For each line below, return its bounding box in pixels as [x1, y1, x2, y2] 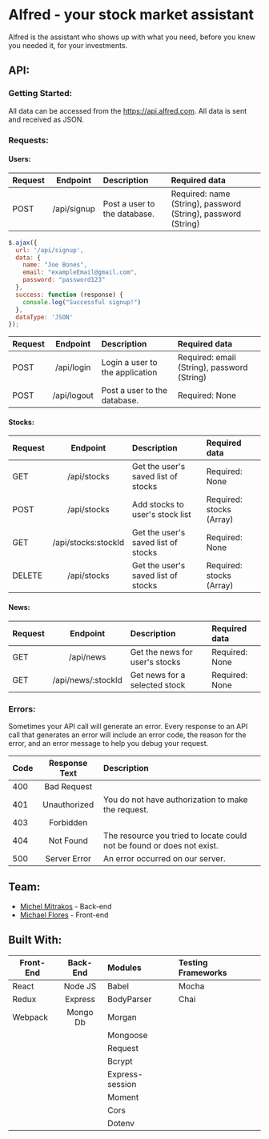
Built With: [8, 933, 62, 947]
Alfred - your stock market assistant [8, 6, 255, 24]
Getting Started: [8, 88, 73, 99]
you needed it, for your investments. [8, 40, 128, 50]
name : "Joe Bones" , [22, 261, 88, 269]
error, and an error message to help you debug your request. [8, 738, 209, 748]
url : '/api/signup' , [15, 246, 84, 254]
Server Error [45, 852, 92, 864]
